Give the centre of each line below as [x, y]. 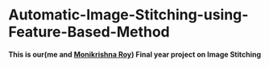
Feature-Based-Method [89, 32]
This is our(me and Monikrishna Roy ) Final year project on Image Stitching [135, 54]
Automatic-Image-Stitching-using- [128, 15]
